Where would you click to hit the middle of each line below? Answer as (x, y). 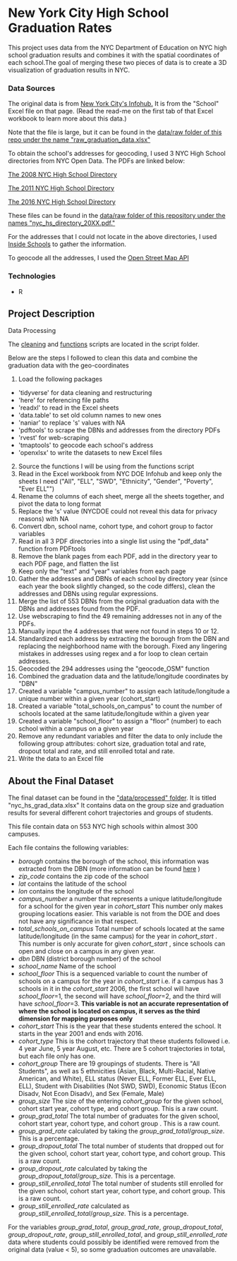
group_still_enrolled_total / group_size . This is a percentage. (103, 1214)
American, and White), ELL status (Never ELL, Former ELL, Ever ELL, (117, 1079)
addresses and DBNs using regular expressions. (88, 594)
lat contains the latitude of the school (72, 884)
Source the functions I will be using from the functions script (106, 466)
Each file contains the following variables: (68, 848)
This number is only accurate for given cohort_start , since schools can (121, 944)
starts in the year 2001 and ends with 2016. (81, 1034)
